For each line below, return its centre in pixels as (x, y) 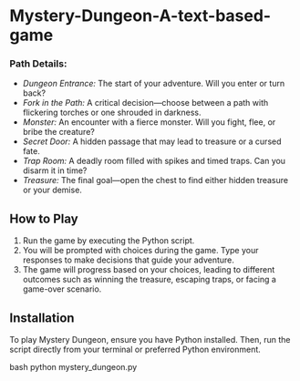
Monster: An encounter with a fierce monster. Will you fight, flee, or (149, 122)
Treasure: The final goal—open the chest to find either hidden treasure (155, 180)
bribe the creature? (59, 132)
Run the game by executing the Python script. (109, 241)
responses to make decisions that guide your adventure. (129, 260)
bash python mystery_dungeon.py (73, 367)
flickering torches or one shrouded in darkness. (112, 113)
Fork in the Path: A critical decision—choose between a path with (145, 103)
